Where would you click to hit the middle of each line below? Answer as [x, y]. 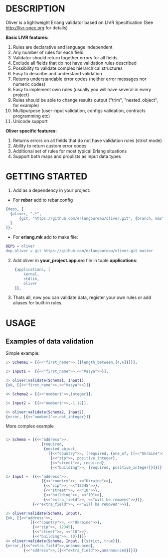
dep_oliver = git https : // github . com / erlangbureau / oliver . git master [80, 251]
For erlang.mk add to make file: [45, 237]
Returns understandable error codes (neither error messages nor [80, 79]
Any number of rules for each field [48, 52]
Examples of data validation [50, 341]
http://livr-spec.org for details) [37, 27]
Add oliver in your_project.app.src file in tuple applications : [75, 260]
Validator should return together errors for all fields [65, 57]
